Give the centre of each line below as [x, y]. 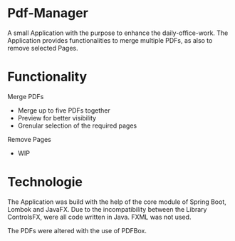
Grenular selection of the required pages [77, 125]
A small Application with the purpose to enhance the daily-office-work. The [118, 33]
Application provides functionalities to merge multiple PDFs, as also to [110, 40]
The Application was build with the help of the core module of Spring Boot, [117, 202]
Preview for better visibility [57, 118]
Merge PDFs [26, 96]
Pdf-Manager [48, 13]
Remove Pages [29, 139]
